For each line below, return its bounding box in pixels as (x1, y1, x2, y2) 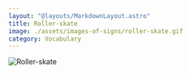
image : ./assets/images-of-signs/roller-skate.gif (8, 27, 184, 35)
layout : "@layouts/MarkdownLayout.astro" (8, 11, 151, 20)
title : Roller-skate (8, 20, 79, 28)
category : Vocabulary (8, 34, 82, 43)
